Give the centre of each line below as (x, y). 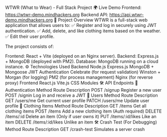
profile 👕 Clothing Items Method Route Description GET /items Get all (76, 106)
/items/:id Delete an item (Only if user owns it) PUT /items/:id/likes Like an (81, 116)
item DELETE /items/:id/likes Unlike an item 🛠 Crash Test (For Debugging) (81, 122)
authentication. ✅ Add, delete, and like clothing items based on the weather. (83, 31)
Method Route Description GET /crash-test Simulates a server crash (75, 129)
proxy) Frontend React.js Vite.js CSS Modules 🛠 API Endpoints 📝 (72, 83)
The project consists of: (29, 46)
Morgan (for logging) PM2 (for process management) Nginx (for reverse (79, 77)
